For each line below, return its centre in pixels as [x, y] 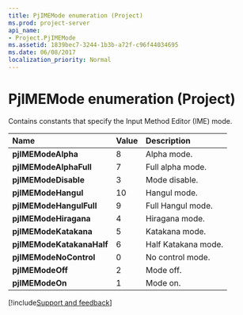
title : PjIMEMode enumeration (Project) [76, 15]
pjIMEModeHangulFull [55, 206]
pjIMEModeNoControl [54, 257]
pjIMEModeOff [40, 270]
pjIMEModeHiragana [51, 218]
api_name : [25, 30]
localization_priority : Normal [60, 60]
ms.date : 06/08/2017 [42, 52]
